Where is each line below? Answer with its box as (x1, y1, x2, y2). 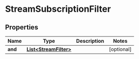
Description (76, 38, 104, 44)
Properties (5, 23, 38, 31)
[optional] (109, 46, 132, 53)
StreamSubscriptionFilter (5, 3, 111, 15)
